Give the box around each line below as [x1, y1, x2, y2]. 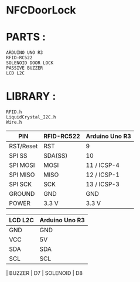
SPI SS [9, 152, 28, 160]
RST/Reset [9, 142, 38, 150]
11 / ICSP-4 [86, 161, 120, 169]
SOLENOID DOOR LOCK [6, 60, 54, 66]
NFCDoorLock [6, 4, 76, 17]
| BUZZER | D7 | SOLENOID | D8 [6, 270, 83, 277]
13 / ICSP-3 [86, 180, 120, 188]
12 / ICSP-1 [86, 171, 120, 179]
